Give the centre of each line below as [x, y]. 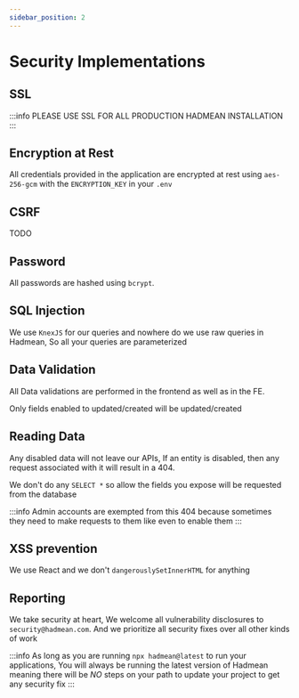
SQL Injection [47, 311]
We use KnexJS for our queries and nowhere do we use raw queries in [137, 332]
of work [24, 638]
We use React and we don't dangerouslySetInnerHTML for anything [130, 570]
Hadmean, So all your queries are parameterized [98, 341]
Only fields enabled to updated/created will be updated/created [125, 408]
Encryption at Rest [61, 154]
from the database [43, 494]
